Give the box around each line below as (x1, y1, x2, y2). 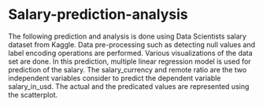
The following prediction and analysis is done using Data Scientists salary (8, 31, 246, 41)
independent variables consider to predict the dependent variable (8, 73, 221, 83)
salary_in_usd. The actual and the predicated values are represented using (8, 81, 250, 91)
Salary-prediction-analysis (8, 6, 189, 24)
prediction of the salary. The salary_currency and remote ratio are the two (8, 65, 247, 74)
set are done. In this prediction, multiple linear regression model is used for (8, 57, 251, 66)
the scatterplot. (8, 90, 57, 99)
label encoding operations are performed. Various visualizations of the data (8, 48, 254, 57)
